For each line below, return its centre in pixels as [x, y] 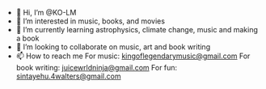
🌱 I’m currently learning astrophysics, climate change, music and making [137, 30]
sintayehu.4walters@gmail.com [68, 76]
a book [27, 38]
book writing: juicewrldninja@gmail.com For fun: [97, 68]
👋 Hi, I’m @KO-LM [46, 13]
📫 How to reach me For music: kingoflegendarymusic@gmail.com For [133, 56]
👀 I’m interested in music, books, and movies [91, 21]
